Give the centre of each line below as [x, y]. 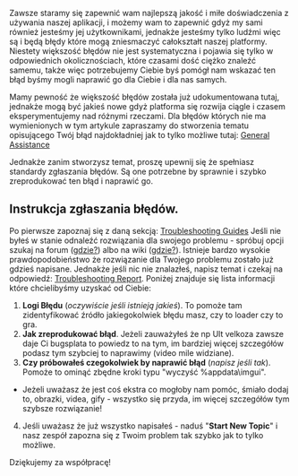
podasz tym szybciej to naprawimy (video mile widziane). [128, 352]
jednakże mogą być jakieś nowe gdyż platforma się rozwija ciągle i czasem [148, 106]
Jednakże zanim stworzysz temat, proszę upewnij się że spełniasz [132, 162]
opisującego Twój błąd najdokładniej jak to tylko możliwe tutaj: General [140, 135]
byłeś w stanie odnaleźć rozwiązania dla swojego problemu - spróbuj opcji [147, 240]
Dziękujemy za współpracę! [60, 462]
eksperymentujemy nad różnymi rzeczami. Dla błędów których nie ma [138, 116]
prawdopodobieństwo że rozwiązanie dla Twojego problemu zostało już [142, 259]
